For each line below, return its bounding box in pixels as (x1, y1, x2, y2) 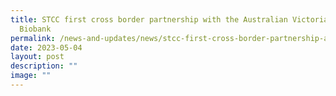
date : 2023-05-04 (10, 42, 83, 53)
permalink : (10, 33, 56, 43)
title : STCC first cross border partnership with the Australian (10, 14, 288, 25)
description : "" (10, 61, 78, 71)
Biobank (19, 24, 52, 34)
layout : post (10, 52, 65, 62)
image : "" (10, 71, 52, 81)
